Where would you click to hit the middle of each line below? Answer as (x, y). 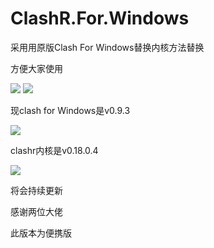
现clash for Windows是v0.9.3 (70, 110)
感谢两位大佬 (36, 211)
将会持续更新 (36, 190)
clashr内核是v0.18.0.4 (54, 150)
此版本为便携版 (41, 233)
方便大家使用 (36, 68)
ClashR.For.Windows (100, 18)
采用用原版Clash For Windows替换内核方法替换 (107, 47)
